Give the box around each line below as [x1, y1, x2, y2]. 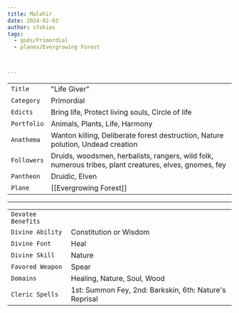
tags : [7, 30, 23, 38]
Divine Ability [11, 228, 63, 236]
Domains [11, 274, 37, 282]
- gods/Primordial [14, 37, 69, 44]
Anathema [11, 136, 41, 143]
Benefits [11, 217, 41, 225]
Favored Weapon [11, 263, 63, 271]
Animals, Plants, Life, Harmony [51, 119, 153, 128]
